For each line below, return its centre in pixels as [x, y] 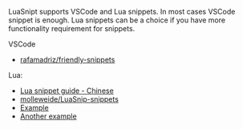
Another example [49, 116]
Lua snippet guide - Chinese [67, 91]
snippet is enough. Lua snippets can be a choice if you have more [117, 20]
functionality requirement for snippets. [72, 28]
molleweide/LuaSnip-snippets [69, 99]
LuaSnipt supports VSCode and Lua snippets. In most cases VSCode [122, 12]
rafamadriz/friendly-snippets [67, 60]
